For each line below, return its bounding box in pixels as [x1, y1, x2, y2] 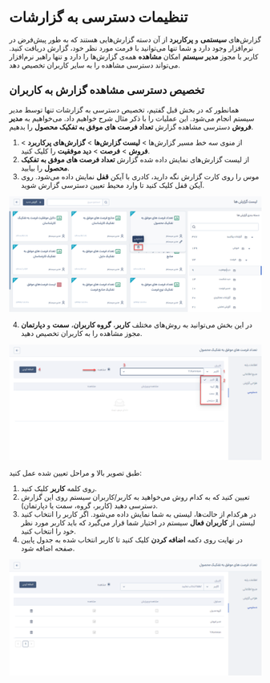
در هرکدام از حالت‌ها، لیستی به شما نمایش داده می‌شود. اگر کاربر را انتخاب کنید [20, 509, 257, 519]
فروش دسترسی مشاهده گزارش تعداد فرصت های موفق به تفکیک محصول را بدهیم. [9, 121, 254, 132]
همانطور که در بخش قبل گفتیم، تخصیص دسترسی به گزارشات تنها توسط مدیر [9, 104, 240, 114]
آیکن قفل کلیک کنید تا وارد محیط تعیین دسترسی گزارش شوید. [20, 180, 205, 190]
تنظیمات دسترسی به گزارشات [9, 8, 188, 27]
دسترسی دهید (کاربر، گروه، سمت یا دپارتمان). [20, 501, 159, 510]
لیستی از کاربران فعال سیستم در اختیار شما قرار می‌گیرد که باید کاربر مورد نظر [20, 518, 256, 528]
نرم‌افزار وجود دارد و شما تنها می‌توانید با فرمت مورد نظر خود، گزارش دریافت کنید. [9, 43, 254, 52]
